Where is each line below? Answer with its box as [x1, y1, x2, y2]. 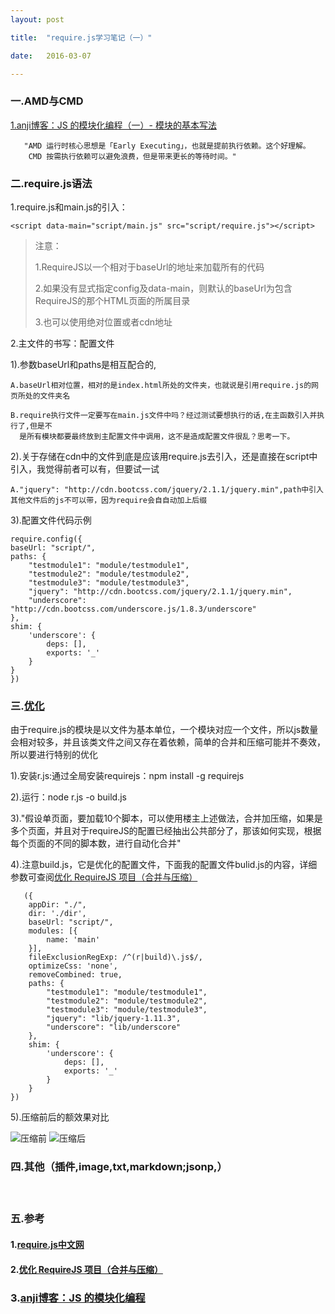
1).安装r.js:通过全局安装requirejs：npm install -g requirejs [10, 770, 245, 782]
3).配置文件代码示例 [10, 514, 92, 526]
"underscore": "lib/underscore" [46, 1022, 182, 1033]
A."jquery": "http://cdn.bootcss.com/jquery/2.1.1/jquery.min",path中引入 [10, 484, 324, 495]
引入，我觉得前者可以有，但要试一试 [10, 462, 160, 475]
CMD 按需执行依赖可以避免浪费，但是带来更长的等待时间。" [28, 151, 237, 161]
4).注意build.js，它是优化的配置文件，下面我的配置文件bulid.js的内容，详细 [10, 859, 318, 871]
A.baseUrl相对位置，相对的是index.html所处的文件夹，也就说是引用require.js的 [10, 380, 312, 390]
